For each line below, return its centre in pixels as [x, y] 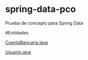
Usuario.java [18, 52]
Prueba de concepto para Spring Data [44, 23]
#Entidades [17, 32]
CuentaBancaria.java [27, 42]
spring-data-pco [40, 9]
